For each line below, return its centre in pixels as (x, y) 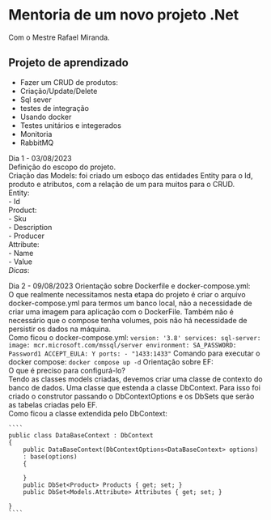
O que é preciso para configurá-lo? (67, 370)
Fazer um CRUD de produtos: (69, 82)
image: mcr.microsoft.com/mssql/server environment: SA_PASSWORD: (123, 345)
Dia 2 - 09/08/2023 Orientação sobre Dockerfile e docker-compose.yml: (129, 286)
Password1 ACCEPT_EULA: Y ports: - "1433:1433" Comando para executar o (134, 353)
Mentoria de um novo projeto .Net (124, 15)
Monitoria (36, 134)
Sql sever (36, 100)
